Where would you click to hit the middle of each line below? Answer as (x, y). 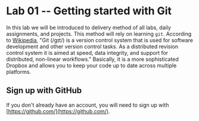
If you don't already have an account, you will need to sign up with (88, 105)
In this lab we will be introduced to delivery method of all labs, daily (89, 27)
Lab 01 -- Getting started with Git (89, 11)
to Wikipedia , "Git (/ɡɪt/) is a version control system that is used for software (100, 40)
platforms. (19, 72)
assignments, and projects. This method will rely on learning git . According (99, 33)
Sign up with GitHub (44, 91)
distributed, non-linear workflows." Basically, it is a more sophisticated (92, 59)
